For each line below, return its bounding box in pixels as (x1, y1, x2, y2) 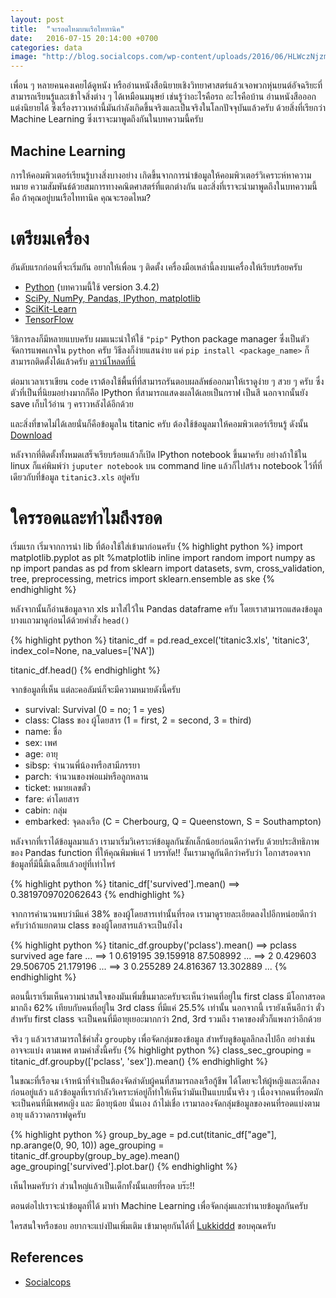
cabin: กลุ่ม (24, 804, 68, 816)
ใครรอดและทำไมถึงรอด (10, 507, 163, 530)
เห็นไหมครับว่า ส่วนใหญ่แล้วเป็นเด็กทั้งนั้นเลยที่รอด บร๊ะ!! (10, 1179, 195, 1191)
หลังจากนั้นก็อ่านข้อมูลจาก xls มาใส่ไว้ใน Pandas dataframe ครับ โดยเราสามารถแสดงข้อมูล (10, 602, 323, 615)
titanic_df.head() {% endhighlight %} (10, 664, 161, 676)
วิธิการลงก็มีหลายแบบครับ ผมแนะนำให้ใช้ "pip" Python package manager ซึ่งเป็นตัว (10, 332, 310, 345)
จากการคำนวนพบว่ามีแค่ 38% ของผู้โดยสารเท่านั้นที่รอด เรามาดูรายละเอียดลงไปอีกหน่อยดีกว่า (10, 907, 317, 920)
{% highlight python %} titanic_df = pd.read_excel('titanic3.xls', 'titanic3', (10, 634, 310, 646)
